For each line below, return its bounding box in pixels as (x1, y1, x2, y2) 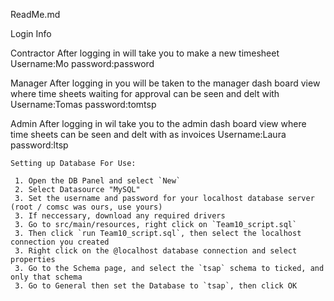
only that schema (10, 272, 83, 282)
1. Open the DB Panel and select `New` (14, 176, 182, 186)
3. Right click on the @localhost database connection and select (14, 246, 298, 256)
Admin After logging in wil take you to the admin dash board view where (10, 118, 307, 129)
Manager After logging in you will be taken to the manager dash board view (10, 77, 321, 89)
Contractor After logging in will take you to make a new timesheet (10, 47, 280, 59)
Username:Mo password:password (10, 58, 155, 69)
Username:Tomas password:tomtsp (10, 99, 157, 110)
